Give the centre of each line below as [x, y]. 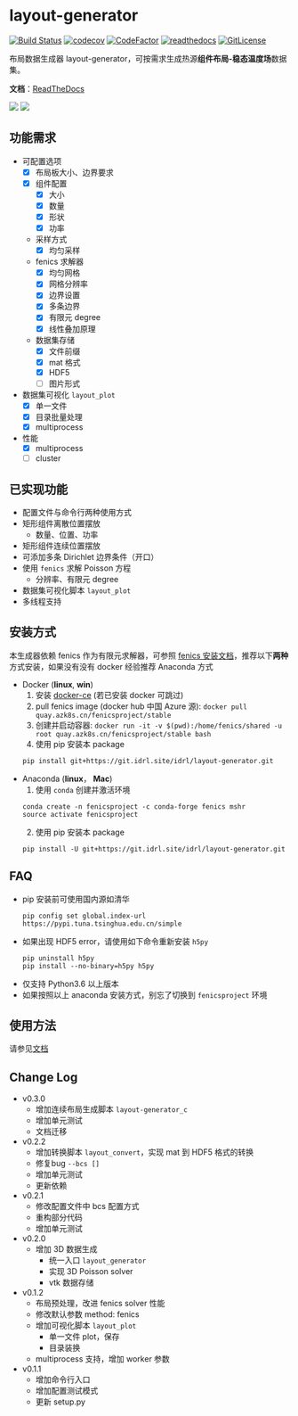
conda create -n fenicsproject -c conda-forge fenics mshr [134, 807]
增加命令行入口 [63, 1379]
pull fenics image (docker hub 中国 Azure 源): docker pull [141, 706]
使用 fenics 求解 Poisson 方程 [77, 568]
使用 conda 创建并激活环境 [83, 789]
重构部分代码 [59, 1217]
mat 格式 [65, 362]
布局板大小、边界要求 [74, 172]
